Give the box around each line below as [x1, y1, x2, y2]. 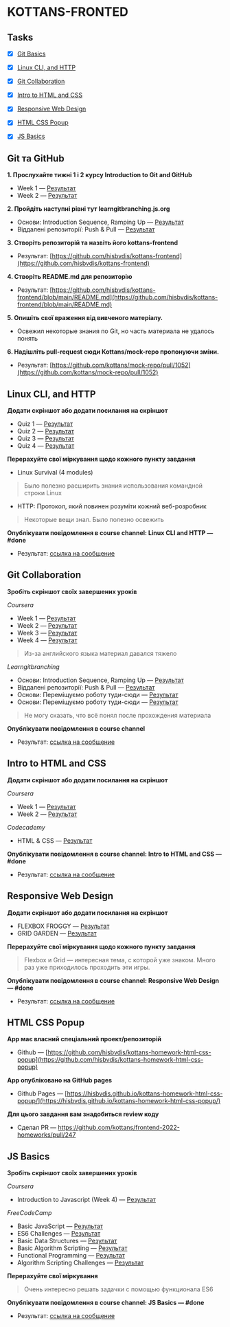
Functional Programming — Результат [16, 1251, 126, 1260]
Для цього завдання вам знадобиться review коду [7, 1110, 159, 1118]
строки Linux [23, 489, 62, 497]
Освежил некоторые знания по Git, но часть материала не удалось [16, 327, 215, 335]
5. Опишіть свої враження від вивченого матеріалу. [7, 314, 163, 322]
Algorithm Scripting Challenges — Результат [16, 1258, 144, 1267]
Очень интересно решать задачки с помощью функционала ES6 [23, 1285, 214, 1293]
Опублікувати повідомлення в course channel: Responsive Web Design [7, 976, 220, 984]
